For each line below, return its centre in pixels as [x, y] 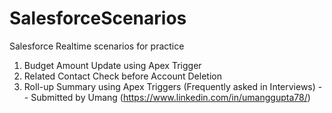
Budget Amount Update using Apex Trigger [112, 65]
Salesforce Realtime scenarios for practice [97, 46]
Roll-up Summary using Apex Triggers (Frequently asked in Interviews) [169, 86]
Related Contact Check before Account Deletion [122, 76]
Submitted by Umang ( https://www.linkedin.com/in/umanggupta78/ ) [170, 97]
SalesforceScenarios [98, 18]
